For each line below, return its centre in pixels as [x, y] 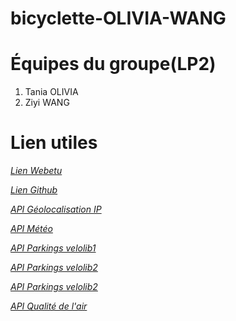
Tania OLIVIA [51, 92]
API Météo [31, 229]
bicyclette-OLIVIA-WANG [118, 18]
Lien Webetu [36, 171]
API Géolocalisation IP [56, 209]
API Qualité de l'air [49, 306]
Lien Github [34, 190]
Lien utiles [54, 143]
